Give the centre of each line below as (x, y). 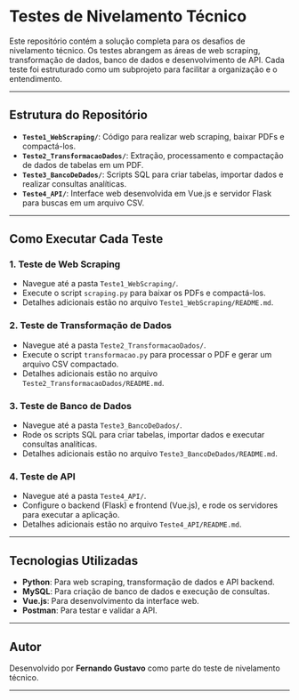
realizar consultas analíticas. (74, 183)
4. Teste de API (42, 476)
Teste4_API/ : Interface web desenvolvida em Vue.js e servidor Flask (147, 193)
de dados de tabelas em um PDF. (83, 165)
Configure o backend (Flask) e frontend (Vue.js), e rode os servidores (150, 505)
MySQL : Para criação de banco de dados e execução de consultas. (146, 591)
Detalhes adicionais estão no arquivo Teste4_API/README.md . (132, 524)
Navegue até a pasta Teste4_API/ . (84, 496)
